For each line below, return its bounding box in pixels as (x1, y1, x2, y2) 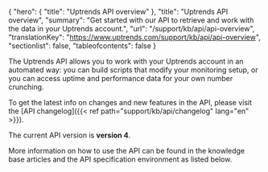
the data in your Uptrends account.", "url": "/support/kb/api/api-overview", (8, 24, 255, 33)
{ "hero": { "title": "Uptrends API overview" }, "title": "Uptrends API (8, 7, 229, 16)
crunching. (8, 82, 44, 92)
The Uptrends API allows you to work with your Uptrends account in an (8, 56, 244, 66)
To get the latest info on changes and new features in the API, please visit (8, 98, 252, 107)
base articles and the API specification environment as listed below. (8, 154, 233, 164)
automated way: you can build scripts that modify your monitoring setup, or (8, 65, 258, 75)
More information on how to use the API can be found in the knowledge (8, 146, 245, 155)
